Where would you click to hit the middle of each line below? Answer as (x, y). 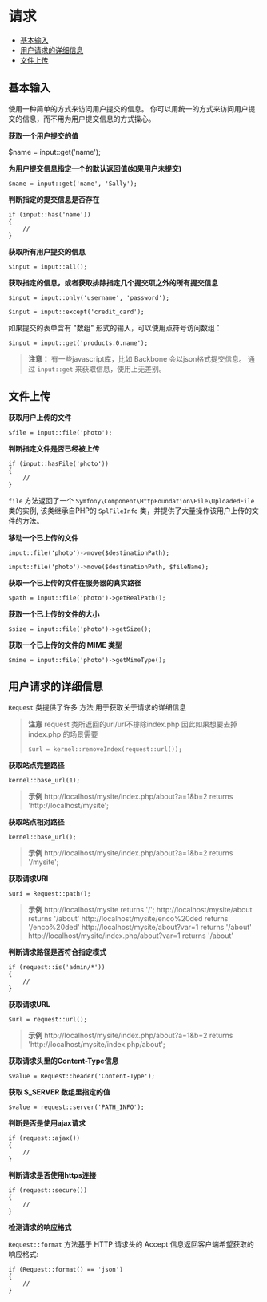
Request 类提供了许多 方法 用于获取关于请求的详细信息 (97, 707)
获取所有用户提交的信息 (47, 251)
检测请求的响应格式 (40, 1227)
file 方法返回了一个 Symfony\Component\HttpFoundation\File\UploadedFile (132, 500)
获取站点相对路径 (36, 822)
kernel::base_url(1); (44, 781)
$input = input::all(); (48, 267)
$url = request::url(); (48, 1020)
